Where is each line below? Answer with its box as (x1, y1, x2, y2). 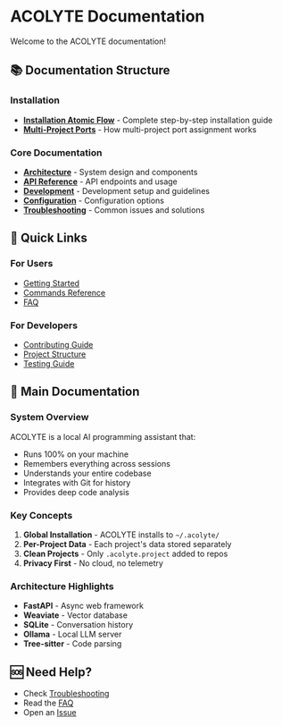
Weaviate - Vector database (22, 610, 129, 620)
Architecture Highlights (10, 579, 114, 592)
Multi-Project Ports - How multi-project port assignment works (22, 123, 257, 135)
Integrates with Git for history (22, 477, 131, 488)
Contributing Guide (22, 339, 94, 350)
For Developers (10, 319, 79, 332)
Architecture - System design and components (22, 166, 198, 177)
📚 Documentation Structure (10, 63, 170, 78)
